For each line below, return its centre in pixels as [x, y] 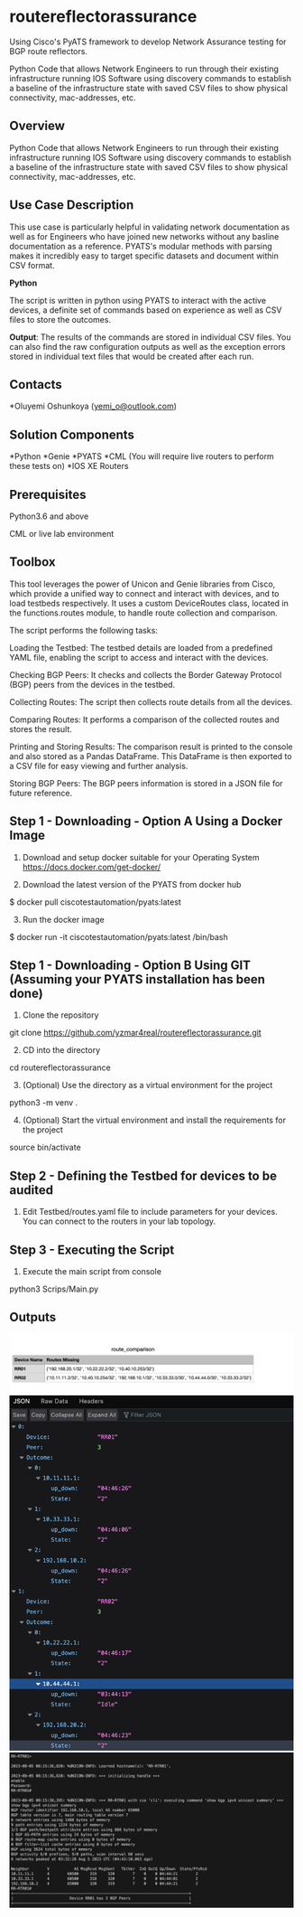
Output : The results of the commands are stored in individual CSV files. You [150, 337]
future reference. [41, 793]
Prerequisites [48, 494]
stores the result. [41, 728]
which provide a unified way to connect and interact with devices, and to [144, 593]
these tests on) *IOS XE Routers [69, 466]
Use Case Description [72, 205]
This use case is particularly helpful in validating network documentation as [150, 227]
